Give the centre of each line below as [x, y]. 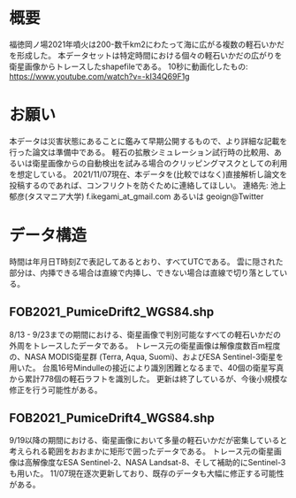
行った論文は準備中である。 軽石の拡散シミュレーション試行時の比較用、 [142, 152]
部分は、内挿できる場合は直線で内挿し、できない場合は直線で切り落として [144, 272]
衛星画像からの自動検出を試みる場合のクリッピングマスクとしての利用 [160, 163]
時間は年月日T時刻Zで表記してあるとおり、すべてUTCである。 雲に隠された [146, 261]
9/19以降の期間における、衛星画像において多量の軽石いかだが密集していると [148, 441]
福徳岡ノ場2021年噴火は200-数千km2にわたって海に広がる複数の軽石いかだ [147, 44]
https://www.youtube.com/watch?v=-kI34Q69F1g [99, 76]
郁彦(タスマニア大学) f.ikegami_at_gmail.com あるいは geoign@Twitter [137, 196]
